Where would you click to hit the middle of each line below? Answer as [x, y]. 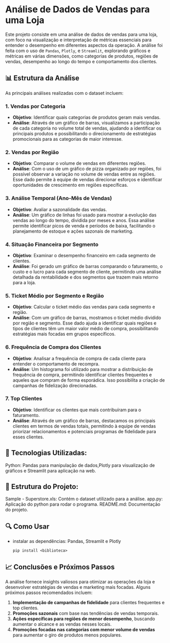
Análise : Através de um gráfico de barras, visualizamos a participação [86, 123]
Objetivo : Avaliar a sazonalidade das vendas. [60, 209]
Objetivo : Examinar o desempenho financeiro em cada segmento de [84, 255]
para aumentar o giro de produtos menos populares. [67, 635]
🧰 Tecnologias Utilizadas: [46, 453]
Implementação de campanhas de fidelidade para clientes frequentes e [89, 603]
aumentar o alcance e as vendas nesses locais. [62, 624]
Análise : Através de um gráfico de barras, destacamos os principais [84, 421]
